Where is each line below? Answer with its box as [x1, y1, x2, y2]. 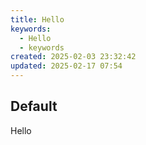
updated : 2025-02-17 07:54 [10, 61, 123, 71]
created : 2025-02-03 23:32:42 [10, 52, 137, 62]
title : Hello [10, 14, 65, 25]
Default [10, 98, 58, 115]
